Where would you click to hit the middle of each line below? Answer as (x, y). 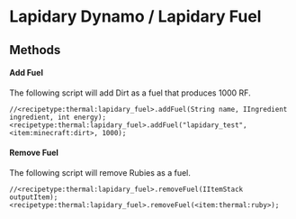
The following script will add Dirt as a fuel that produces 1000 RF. (130, 93)
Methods (35, 50)
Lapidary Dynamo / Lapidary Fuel (135, 17)
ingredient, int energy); (58, 117)
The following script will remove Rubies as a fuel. (100, 172)
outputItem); (34, 197)
